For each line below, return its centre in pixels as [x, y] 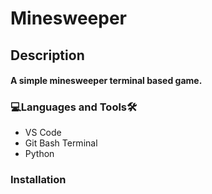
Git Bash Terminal [61, 143]
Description [47, 55]
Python [39, 154]
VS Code [43, 133]
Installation [38, 180]
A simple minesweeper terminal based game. [106, 81]
